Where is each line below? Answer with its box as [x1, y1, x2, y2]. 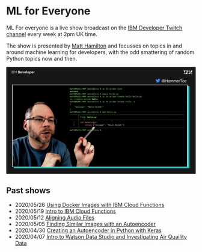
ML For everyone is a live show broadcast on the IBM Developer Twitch [6, 24, 183, 31]
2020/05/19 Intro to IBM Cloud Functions [14, 207, 116, 215]
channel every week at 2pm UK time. [6, 30, 98, 37]
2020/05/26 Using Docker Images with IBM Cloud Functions [14, 201, 165, 209]
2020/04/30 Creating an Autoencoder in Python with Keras [14, 227, 162, 234]
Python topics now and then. [6, 55, 78, 62]
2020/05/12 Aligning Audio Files [14, 214, 95, 221]
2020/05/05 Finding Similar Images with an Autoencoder [14, 221, 156, 228]
